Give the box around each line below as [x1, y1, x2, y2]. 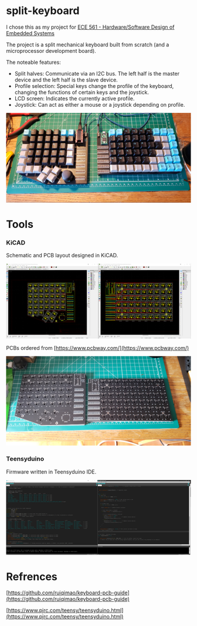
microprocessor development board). [6, 47, 97, 54]
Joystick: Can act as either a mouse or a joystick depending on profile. [14, 101, 185, 108]
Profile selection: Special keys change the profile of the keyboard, [14, 82, 174, 89]
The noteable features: [6, 59, 62, 66]
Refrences [6, 570, 57, 583]
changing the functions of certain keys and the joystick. [14, 89, 150, 96]
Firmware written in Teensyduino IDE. [6, 468, 97, 475]
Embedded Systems [6, 29, 55, 36]
